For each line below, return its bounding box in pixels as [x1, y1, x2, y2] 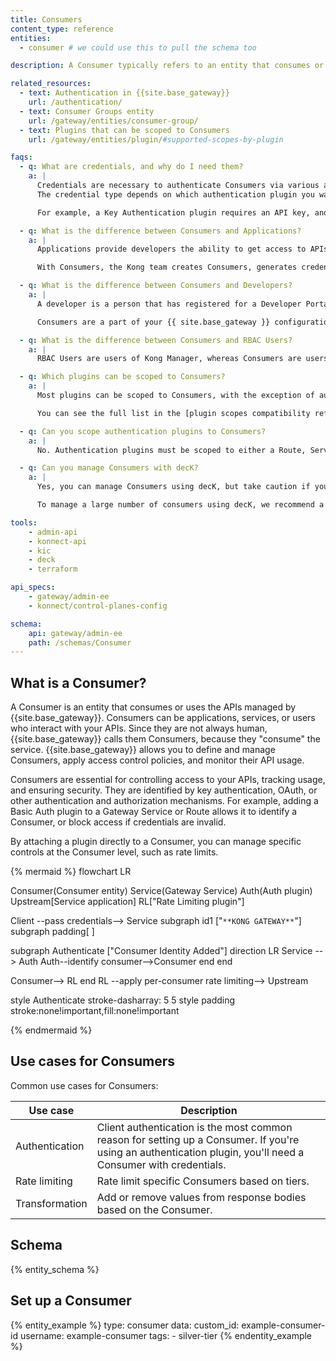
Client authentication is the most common [96, 1120, 293, 1134]
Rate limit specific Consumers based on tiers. [96, 1174, 310, 1188]
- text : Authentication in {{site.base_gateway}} [19, 88, 230, 98]
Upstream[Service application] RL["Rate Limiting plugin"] [10, 896, 245, 908]
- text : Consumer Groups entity [19, 106, 155, 116]
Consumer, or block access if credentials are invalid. [10, 816, 227, 828]
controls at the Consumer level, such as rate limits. [10, 846, 219, 858]
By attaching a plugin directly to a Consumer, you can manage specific [10, 836, 302, 848]
